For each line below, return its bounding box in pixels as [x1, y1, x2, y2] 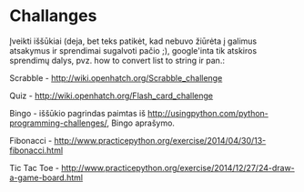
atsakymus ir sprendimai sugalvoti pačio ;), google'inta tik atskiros [9, 45, 258, 56]
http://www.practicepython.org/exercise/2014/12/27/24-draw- [61, 162, 296, 173]
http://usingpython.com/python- [147, 107, 269, 118]
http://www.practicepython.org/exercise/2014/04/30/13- [54, 135, 267, 146]
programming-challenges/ [9, 117, 107, 128]
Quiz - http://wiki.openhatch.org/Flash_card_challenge [9, 90, 214, 101]
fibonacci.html [9, 145, 64, 156]
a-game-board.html [9, 172, 84, 183]
